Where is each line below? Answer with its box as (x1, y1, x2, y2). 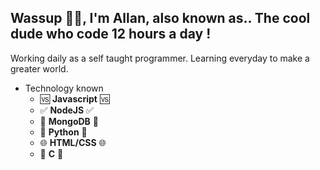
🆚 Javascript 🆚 (39, 92, 110, 105)
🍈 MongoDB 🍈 (39, 115, 99, 127)
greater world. (10, 62, 69, 75)
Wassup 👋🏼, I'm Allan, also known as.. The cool (10, 10, 311, 27)
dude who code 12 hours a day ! (10, 26, 212, 43)
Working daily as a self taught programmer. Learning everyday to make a (10, 52, 310, 64)
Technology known (24, 82, 104, 94)
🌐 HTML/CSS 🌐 (39, 136, 107, 148)
